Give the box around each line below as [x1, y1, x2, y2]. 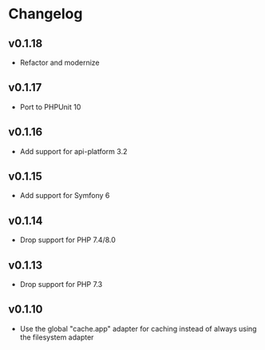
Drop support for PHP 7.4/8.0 [19, 235, 116, 245]
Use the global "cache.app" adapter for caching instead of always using [19, 324, 257, 333]
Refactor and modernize [19, 58, 100, 67]
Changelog [8, 5, 83, 23]
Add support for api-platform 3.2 [19, 146, 128, 156]
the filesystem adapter [19, 332, 94, 342]
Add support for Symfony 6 [19, 191, 110, 201]
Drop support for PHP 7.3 [19, 280, 103, 289]
